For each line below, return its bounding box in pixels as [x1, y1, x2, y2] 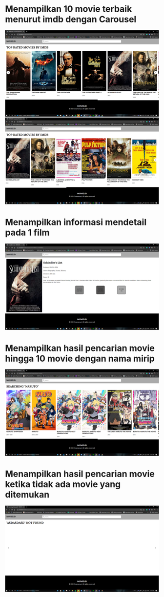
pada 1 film [5, 227, 50, 238]
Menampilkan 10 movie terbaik [5, 3, 132, 15]
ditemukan [5, 489, 50, 500]
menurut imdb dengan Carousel [5, 14, 137, 25]
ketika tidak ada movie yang [5, 479, 121, 490]
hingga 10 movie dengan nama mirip [5, 353, 155, 364]
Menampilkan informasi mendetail [5, 217, 147, 228]
